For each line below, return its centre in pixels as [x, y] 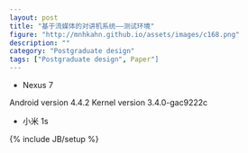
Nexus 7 [38, 85]
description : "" [40, 43]
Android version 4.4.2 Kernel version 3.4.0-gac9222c [109, 103]
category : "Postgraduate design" [72, 51]
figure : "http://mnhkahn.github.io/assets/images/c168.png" [125, 34]
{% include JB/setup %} [54, 139]
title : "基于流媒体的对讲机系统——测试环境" [82, 26]
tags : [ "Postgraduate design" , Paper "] [84, 59]
